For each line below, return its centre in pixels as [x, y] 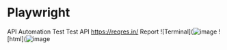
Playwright [39, 13]
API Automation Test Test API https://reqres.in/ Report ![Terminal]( [100, 32]
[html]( [16, 38]
